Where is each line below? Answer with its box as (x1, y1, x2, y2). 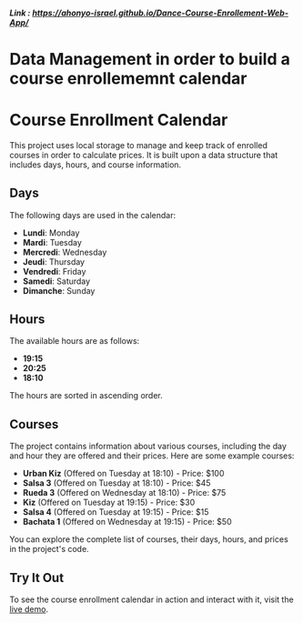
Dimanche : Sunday (22, 285, 96, 296)
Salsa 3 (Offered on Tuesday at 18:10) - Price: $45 (22, 477, 211, 488)
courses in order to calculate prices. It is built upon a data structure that (9, 149, 278, 160)
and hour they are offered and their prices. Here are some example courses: (9, 450, 295, 461)
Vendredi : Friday (22, 266, 86, 276)
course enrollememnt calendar (9, 68, 247, 88)
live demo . (9, 603, 48, 614)
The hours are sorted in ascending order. (9, 390, 163, 401)
